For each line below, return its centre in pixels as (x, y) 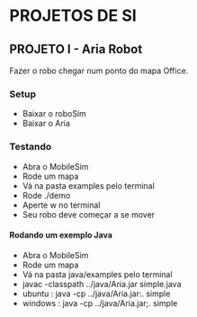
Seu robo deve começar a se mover (89, 214)
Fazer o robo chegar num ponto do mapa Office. (99, 70)
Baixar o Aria (46, 124)
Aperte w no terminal (61, 205)
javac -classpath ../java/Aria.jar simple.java (102, 284)
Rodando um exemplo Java (61, 235)
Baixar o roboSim (54, 114)
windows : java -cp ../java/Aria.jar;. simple (100, 303)
